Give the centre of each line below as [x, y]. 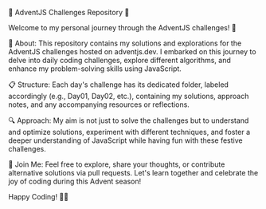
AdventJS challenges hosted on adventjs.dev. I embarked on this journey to [132, 51]
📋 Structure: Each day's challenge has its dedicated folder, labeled [119, 85]
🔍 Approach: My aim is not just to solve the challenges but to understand [129, 120]
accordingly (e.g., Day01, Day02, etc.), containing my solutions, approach [129, 96]
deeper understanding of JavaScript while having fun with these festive [125, 140]
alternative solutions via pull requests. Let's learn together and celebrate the [133, 173]
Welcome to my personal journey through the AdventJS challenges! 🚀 [122, 28]
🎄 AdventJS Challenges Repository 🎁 [69, 12]
